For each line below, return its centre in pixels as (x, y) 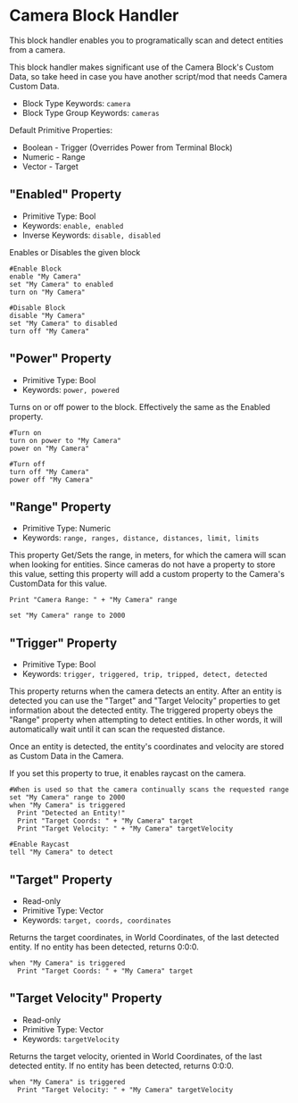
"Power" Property (60, 359)
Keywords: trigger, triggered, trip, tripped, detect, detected (145, 674)
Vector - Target (50, 166)
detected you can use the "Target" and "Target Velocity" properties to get (145, 701)
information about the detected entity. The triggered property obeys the (141, 710)
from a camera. (37, 49)
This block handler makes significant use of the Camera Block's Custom (142, 67)
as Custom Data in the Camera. (66, 756)
